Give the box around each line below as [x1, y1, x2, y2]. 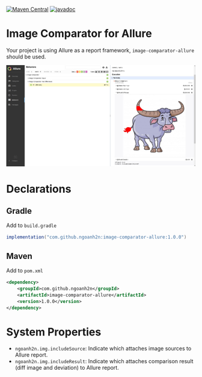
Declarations [6, 182, 72, 196]
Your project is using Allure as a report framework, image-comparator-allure [6, 46, 194, 54]
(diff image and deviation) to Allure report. [14, 364, 119, 372]
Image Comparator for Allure [6, 27, 152, 40]
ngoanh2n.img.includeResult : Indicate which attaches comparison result [14, 358, 194, 365]
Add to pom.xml [6, 267, 43, 274]
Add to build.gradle [6, 222, 57, 229]
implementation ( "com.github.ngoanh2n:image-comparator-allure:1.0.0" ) [6, 234, 187, 240]
